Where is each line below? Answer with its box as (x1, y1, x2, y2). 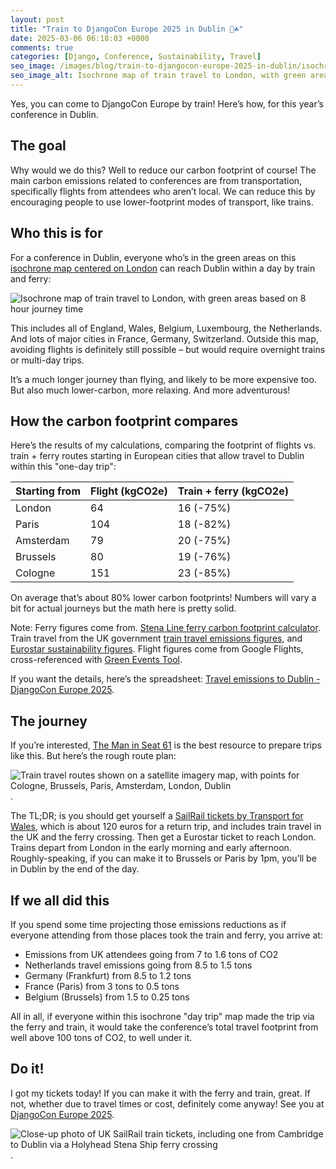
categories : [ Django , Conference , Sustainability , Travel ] (10, 52, 262, 62)
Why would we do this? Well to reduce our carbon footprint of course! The (10, 164, 317, 176)
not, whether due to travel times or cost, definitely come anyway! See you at (10, 1097, 325, 1110)
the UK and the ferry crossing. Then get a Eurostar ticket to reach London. (10, 831, 317, 843)
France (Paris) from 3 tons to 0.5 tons (24, 980, 180, 992)
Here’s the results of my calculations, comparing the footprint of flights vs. (10, 439, 317, 451)
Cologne (15, 566, 56, 580)
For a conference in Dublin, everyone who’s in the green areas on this (10, 251, 297, 263)
